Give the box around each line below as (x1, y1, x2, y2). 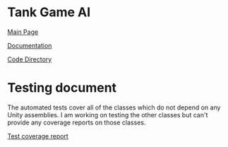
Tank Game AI (7, 4, 91, 20)
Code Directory (7, 54, 52, 64)
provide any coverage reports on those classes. (7, 118, 146, 127)
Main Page (7, 28, 39, 36)
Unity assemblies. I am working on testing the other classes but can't (7, 110, 208, 119)
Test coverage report (7, 131, 68, 140)
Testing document (7, 80, 117, 96)
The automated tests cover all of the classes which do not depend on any (7, 103, 221, 112)
